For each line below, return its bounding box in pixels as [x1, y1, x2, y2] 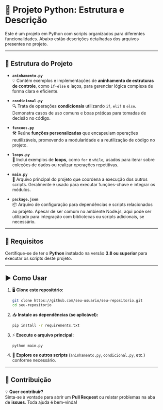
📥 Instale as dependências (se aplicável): [12, 312, 98, 318]
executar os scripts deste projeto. [5, 255, 72, 261]
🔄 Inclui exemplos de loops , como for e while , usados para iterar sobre [12, 157, 155, 162]
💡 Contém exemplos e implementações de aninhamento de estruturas [12, 78, 154, 83]
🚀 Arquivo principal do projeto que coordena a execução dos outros [12, 176, 148, 182]
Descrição [5, 15, 48, 26]
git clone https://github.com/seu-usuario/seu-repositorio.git [12, 298, 143, 303]
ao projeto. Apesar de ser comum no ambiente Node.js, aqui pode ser [12, 208, 152, 214]
